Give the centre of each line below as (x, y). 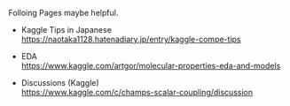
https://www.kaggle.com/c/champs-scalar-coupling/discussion (137, 92)
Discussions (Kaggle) (60, 83)
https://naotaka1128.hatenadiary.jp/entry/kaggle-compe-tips (131, 39)
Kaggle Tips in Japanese (67, 30)
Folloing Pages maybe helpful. (63, 13)
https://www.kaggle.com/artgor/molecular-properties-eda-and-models (151, 66)
